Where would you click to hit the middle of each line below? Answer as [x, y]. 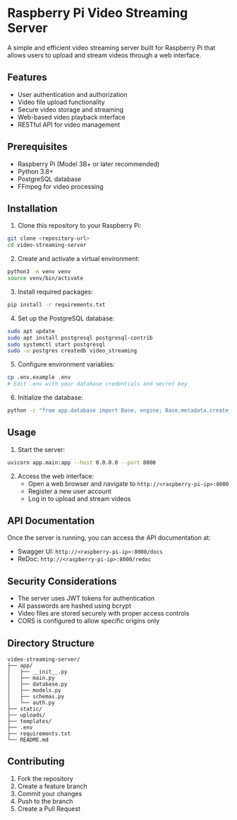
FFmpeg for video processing [60, 186]
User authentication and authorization [73, 94]
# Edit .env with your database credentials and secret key [98, 384]
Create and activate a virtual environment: [78, 259]
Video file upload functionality [61, 102]
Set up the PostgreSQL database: [66, 318]
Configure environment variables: [66, 364]
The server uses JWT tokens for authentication [86, 599]
